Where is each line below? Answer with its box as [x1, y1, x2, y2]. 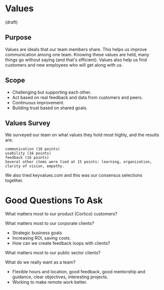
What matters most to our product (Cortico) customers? [5, 211, 117, 217]
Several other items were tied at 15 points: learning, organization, [5, 160, 152, 165]
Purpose [5, 33, 32, 42]
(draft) [5, 19, 18, 25]
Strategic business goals [12, 230, 62, 236]
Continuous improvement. [12, 99, 65, 105]
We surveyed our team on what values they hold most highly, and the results [5, 132, 160, 138]
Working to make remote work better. [12, 279, 88, 285]
